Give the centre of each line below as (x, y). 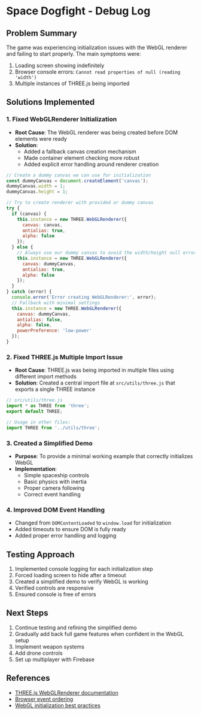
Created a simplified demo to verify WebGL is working (81, 581)
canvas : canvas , (42, 225)
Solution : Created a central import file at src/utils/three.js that (95, 383)
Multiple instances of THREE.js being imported (72, 83)
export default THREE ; (34, 411)
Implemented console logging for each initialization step (84, 569)
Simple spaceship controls (57, 475)
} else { (22, 247)
